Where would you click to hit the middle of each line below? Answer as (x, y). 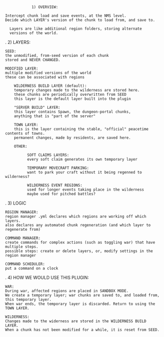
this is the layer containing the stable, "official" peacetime (81, 129)
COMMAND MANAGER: (23, 238)
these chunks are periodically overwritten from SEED (70, 94)
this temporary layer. (28, 299)
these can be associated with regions (45, 77)
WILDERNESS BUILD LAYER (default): (50, 86)
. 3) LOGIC (16, 203)
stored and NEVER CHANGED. (33, 60)
